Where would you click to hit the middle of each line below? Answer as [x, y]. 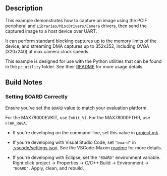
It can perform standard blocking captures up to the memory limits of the [81, 41]
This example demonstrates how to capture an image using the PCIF [76, 20]
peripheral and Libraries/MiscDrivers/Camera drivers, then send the [76, 26]
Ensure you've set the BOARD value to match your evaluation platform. [76, 108]
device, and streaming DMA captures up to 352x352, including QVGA [77, 46]
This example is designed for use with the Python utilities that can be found [83, 61]
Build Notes [24, 82]
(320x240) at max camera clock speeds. [47, 51]
